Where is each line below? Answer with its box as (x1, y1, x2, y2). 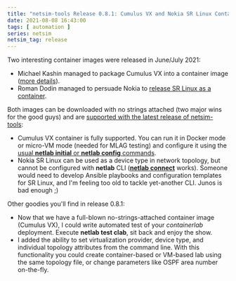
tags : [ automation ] (7, 23, 71, 30)
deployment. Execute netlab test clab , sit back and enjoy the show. (17, 228, 213, 237)
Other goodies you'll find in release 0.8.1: (7, 200, 125, 208)
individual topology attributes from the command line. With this (17, 243, 200, 251)
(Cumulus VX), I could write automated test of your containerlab (17, 221, 204, 229)
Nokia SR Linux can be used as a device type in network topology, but (17, 156, 221, 165)
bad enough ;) (17, 186, 59, 195)
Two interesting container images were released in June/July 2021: (7, 55, 202, 64)
